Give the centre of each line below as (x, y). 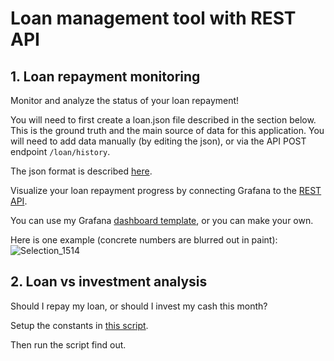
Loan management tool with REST (153, 18)
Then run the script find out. (68, 344)
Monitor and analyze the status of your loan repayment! (125, 100)
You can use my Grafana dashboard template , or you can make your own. (162, 220)
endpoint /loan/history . (60, 151)
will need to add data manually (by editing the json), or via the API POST (158, 141)
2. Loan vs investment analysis (109, 282)
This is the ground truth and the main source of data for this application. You (167, 130)
